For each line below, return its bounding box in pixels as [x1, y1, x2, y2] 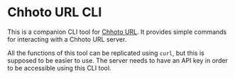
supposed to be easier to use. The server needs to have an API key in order [7, 56, 229, 64]
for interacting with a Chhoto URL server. [7, 35, 127, 43]
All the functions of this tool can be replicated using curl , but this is [7, 49, 204, 57]
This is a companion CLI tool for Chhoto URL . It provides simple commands [7, 28, 227, 36]
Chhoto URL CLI [7, 4, 102, 20]
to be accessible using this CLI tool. [7, 63, 111, 72]
